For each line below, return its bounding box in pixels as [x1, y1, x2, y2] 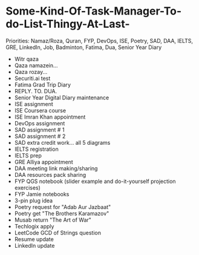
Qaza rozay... [14, 68, 48, 75]
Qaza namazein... [14, 62, 58, 69]
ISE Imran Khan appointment [14, 113, 86, 121]
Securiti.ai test [14, 75, 51, 82]
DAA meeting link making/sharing [14, 165, 98, 172]
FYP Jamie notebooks [14, 190, 70, 197]
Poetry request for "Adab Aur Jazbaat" [14, 203, 111, 210]
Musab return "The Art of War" [14, 216, 92, 224]
